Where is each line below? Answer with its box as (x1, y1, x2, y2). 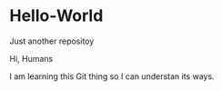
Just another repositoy (9, 35, 95, 46)
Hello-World (9, 5, 104, 26)
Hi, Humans (9, 53, 54, 64)
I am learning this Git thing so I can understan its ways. (9, 70, 216, 82)
